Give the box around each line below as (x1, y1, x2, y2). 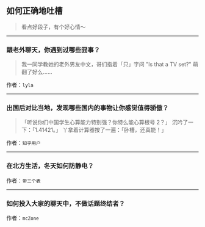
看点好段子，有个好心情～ (21, 23, 86, 31)
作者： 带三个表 (6, 176, 41, 184)
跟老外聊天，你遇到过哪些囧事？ (6, 45, 101, 54)
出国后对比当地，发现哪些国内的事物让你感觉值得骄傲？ (6, 104, 169, 112)
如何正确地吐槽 (6, 5, 63, 16)
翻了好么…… (21, 68, 52, 76)
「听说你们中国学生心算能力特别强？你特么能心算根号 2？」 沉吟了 (21, 118, 189, 126)
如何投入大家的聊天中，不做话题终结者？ (6, 199, 125, 207)
